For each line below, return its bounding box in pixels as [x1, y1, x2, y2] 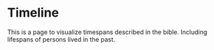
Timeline [7, 5, 59, 21]
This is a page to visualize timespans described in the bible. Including [7, 28, 208, 36]
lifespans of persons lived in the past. [7, 35, 115, 43]
